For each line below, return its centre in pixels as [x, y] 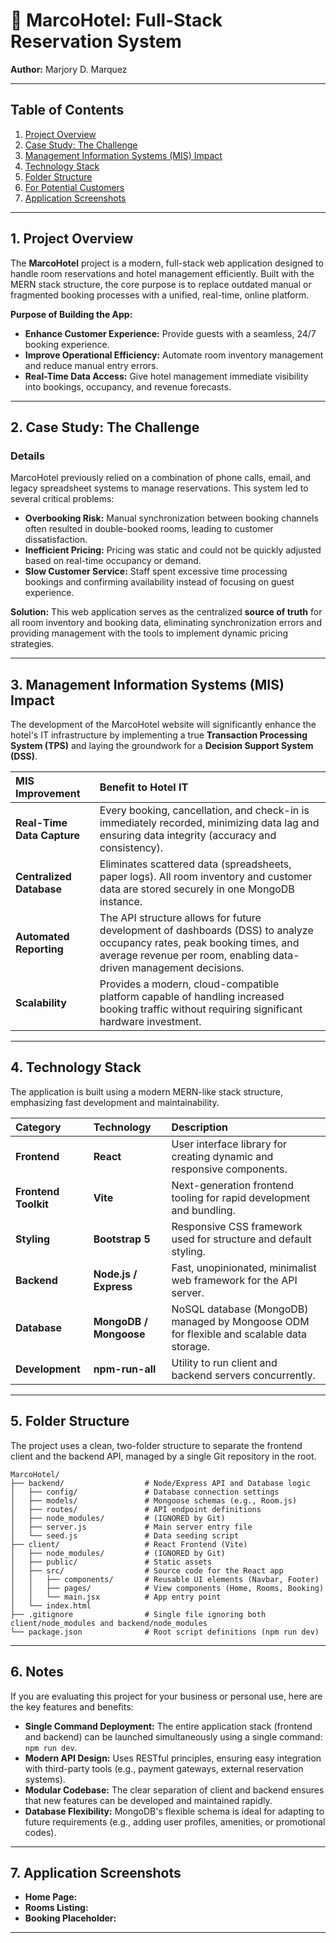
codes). [40, 1832]
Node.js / [115, 1274]
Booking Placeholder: [70, 1918]
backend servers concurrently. [243, 1375]
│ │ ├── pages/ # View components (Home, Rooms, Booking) [167, 1588]
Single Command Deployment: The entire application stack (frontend [168, 1726]
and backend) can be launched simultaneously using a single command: [173, 1736]
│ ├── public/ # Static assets [111, 1562]
